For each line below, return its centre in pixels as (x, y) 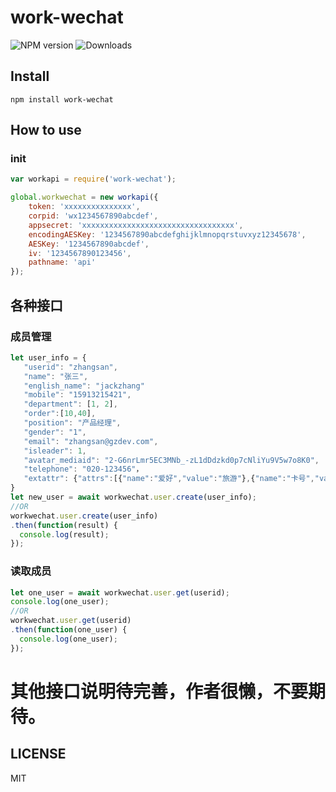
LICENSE (38, 754)
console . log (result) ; (64, 534)
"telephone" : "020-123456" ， (83, 469)
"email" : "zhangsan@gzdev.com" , (91, 441)
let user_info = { (48, 357)
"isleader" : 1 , (55, 451)
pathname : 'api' (62, 262)
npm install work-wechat (62, 99)
